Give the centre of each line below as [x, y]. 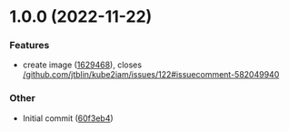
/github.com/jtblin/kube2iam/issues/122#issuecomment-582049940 [151, 75]
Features [30, 46]
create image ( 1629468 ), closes [82, 65]
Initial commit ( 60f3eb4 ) [68, 118]
